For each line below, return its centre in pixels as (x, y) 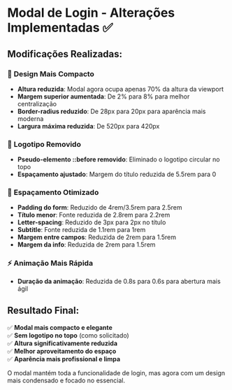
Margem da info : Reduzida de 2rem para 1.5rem (86, 245)
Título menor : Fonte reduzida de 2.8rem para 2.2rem (94, 215)
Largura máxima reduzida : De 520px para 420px (88, 126)
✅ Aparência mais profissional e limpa (64, 359)
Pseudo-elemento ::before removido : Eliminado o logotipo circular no (118, 159)
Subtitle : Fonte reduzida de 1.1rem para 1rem (81, 230)
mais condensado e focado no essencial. (66, 380)
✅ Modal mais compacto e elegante (60, 327)
